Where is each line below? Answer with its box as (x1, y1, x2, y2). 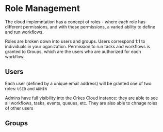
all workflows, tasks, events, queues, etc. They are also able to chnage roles (5, 100, 158, 106)
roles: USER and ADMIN (5, 85, 47, 92)
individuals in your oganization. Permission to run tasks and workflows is (5, 43, 150, 49)
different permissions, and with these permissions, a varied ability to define (5, 24, 156, 29)
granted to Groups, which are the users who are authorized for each (5, 49, 141, 54)
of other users (5, 105, 33, 111)
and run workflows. (5, 29, 44, 35)
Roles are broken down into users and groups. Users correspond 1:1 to (5, 38, 146, 44)
